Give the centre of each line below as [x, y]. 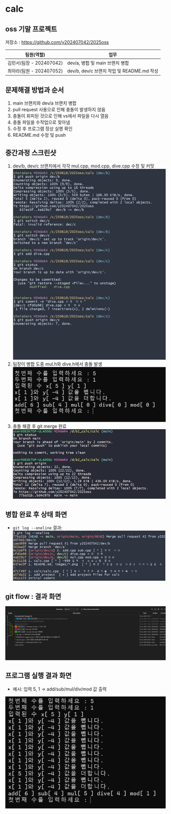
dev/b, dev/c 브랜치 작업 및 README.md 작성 [113, 71]
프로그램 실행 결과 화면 [39, 676]
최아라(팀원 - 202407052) [35, 71]
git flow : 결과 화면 [33, 596]
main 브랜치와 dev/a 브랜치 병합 [45, 103]
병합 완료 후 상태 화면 [36, 514]
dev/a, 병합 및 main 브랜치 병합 [98, 63]
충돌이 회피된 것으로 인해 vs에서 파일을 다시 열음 [61, 116]
